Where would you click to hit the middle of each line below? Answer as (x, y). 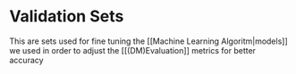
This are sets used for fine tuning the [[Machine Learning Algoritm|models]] (148, 41)
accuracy (26, 60)
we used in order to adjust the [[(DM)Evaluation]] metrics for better (133, 50)
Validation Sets (67, 16)
